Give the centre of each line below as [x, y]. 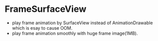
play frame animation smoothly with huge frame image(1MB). [75, 33]
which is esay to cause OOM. [42, 28]
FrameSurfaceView [45, 9]
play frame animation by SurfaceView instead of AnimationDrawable [83, 23]
